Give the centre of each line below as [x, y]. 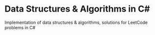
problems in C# [20, 27]
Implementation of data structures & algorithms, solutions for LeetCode [76, 22]
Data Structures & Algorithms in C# [77, 9]
